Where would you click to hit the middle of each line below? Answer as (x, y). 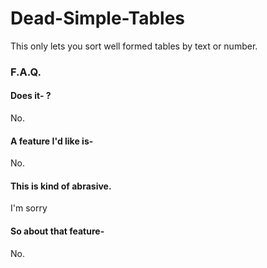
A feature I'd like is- (52, 141)
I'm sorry (29, 208)
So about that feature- (57, 231)
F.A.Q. (26, 72)
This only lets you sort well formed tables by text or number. (134, 46)
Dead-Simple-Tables (98, 18)
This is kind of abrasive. (61, 186)
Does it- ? (31, 96)
